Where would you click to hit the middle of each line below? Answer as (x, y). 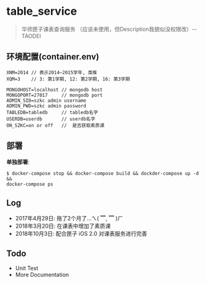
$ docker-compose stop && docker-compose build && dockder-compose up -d (103, 173)
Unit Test (27, 268)
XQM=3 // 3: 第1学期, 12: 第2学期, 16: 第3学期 (68, 79)
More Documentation (42, 275)
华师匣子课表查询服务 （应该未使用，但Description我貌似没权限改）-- (109, 29)
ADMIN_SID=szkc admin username (46, 100)
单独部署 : (18, 161)
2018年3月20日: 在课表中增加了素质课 (63, 226)
